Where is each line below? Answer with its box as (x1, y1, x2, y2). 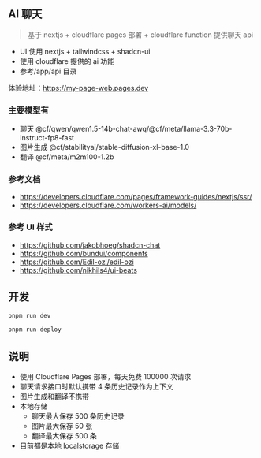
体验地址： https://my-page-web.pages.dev (8, 83, 149, 92)
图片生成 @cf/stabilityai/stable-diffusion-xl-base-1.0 (19, 143, 190, 152)
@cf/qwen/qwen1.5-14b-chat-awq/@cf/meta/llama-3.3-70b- (35, 125, 233, 134)
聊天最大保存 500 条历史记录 (31, 411, 125, 421)
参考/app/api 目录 (19, 66, 77, 76)
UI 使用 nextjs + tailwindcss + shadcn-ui (19, 47, 151, 56)
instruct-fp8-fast (19, 133, 75, 143)
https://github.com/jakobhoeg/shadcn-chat (19, 240, 161, 250)
